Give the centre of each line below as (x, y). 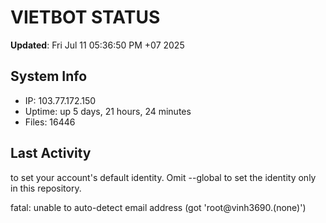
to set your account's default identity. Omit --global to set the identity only (163, 177)
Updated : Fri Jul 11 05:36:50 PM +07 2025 (97, 45)
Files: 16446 (50, 122)
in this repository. (46, 188)
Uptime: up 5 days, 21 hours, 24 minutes (108, 111)
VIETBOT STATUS (85, 17)
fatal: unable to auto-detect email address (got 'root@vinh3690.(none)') (158, 207)
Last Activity (51, 153)
